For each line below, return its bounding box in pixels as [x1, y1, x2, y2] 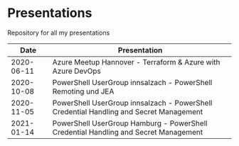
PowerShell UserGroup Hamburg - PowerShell [52, 118, 208, 128]
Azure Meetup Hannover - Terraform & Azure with [52, 57, 221, 67]
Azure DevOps [52, 66, 102, 76]
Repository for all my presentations [7, 28, 110, 37]
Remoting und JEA [52, 86, 115, 96]
